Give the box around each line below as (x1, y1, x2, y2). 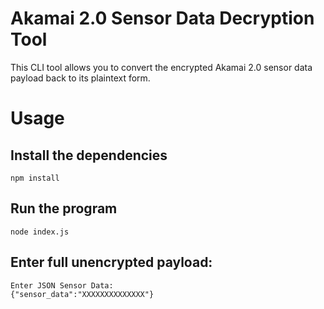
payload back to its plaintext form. (10, 72, 151, 84)
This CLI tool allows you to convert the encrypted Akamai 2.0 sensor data (10, 61, 313, 73)
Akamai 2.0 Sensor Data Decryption (10, 7, 315, 30)
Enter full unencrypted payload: (10, 254, 213, 271)
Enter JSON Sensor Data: (10, 280, 114, 291)
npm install (10, 173, 60, 183)
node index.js (10, 227, 70, 237)
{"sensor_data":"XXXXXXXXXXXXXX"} (10, 289, 155, 299)
